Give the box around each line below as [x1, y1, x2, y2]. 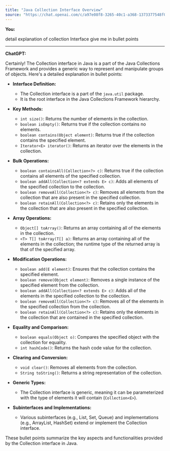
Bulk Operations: [12, 157, 49, 163]
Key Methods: [12, 106, 43, 112]
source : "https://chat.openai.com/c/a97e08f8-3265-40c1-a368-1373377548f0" [5, 12, 168, 17]
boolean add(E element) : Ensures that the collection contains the [20, 266, 155, 272]
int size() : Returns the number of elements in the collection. [20, 115, 149, 121]
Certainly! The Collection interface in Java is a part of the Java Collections [5, 60, 160, 66]
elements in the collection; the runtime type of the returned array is [20, 241, 160, 247]
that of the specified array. [20, 246, 76, 252]
